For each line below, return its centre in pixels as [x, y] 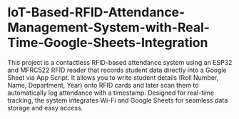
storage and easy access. [45, 108]
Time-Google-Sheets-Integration [108, 43]
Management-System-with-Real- [109, 27]
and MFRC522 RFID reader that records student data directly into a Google [117, 70]
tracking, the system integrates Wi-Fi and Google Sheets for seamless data [118, 100]
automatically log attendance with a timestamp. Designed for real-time [111, 93]
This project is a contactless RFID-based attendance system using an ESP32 [120, 62]
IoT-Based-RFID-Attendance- [96, 12]
